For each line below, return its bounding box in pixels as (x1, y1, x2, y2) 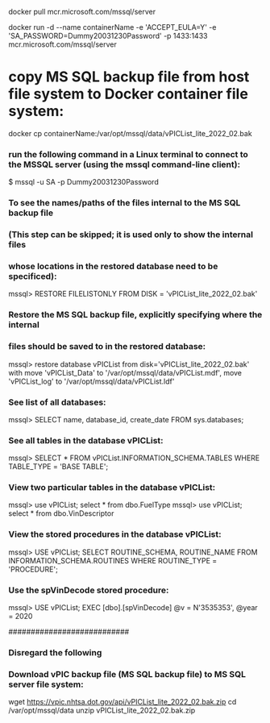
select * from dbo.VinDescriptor (8, 509, 114, 518)
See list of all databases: (8, 397, 106, 408)
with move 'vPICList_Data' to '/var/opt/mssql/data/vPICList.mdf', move (8, 368, 243, 377)
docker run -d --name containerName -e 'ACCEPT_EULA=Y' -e (8, 23, 217, 31)
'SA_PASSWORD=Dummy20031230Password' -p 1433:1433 (8, 31, 208, 40)
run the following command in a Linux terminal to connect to (8, 148, 248, 160)
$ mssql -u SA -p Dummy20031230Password (8, 177, 159, 187)
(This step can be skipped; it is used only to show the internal (8, 229, 254, 240)
